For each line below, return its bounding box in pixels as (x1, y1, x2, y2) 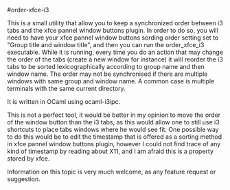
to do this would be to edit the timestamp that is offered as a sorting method (7, 133, 222, 141)
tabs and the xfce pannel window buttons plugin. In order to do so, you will (7, 27, 218, 34)
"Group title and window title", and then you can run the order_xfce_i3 (7, 41, 205, 49)
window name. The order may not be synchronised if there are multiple (7, 70, 208, 78)
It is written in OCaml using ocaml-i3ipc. (7, 98, 121, 105)
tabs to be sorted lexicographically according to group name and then (7, 63, 205, 70)
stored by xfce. (7, 154, 50, 163)
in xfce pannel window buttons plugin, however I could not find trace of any (7, 140, 221, 148)
